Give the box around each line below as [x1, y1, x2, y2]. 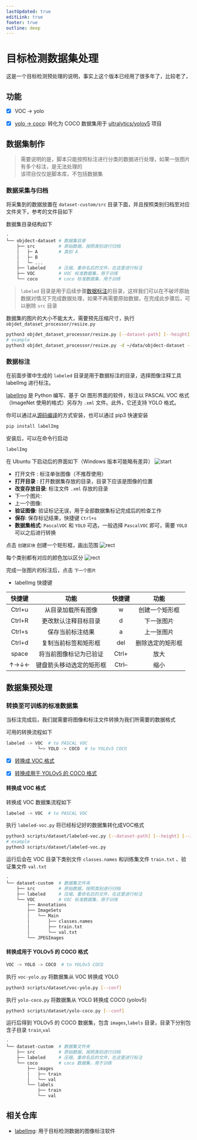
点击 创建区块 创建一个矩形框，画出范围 [6, 541, 98, 548]
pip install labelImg [6, 424, 59, 430]
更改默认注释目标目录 [42, 616, 101, 625]
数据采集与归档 [6, 186, 49, 195]
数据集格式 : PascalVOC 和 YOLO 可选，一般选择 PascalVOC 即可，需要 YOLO [14, 521, 188, 529]
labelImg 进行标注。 [6, 380, 54, 387]
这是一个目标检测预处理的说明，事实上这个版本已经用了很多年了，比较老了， [6, 73, 191, 80]
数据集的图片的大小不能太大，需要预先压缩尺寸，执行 [6, 315, 135, 322]
